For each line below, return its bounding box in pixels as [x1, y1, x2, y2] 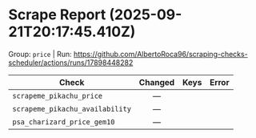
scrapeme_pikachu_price [12, 91, 103, 100]
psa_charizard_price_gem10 [12, 117, 115, 126]
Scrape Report [8, 6, 106, 24]
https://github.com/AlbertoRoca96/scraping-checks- [73, 49, 248, 59]
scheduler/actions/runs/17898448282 [8, 58, 134, 67]
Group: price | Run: [8, 49, 72, 59]
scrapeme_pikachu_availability [12, 104, 132, 113]
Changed [138, 76, 175, 87]
